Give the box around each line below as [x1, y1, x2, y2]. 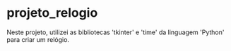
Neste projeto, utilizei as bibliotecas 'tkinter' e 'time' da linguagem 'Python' [6, 28, 225, 36]
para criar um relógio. [6, 35, 70, 43]
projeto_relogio [6, 5, 98, 21]
